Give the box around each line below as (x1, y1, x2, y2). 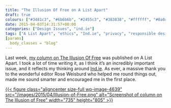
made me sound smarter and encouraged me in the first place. (5, 76, 136, 82)
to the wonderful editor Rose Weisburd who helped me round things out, (5, 71, 157, 77)
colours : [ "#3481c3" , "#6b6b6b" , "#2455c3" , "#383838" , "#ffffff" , (5, 17, 152, 22)
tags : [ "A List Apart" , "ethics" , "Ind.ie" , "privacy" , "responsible (5, 31, 156, 36)
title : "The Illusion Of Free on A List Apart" (5, 7, 108, 13)
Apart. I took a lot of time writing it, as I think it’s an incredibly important (5, 60, 155, 66)
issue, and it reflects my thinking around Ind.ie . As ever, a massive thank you (5, 65, 166, 71)
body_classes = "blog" (10, 41, 58, 46)
